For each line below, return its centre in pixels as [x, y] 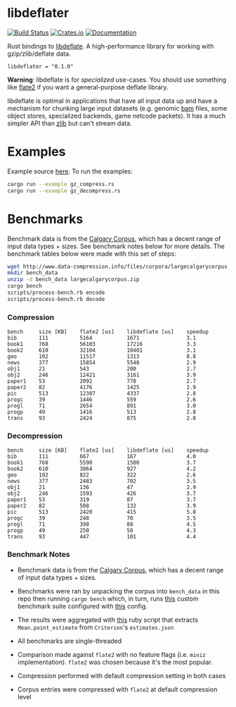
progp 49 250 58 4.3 [102, 531]
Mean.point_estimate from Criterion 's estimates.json [96, 627]
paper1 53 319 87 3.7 [102, 500]
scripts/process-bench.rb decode [56, 299]
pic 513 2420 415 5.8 [102, 512]
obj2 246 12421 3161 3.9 [102, 375]
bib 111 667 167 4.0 [102, 457]
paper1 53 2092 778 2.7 [102, 381]
